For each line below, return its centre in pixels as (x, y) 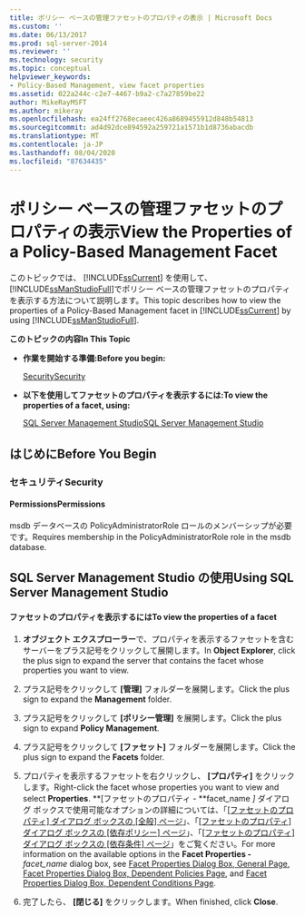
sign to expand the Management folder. (97, 699)
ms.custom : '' (36, 26)
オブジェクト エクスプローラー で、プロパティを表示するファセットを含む (158, 639)
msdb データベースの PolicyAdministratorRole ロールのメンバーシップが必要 (151, 525)
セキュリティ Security (56, 482)
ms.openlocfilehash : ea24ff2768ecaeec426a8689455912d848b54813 (132, 119)
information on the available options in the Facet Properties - (137, 853)
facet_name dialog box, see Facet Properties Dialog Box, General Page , (156, 863)
